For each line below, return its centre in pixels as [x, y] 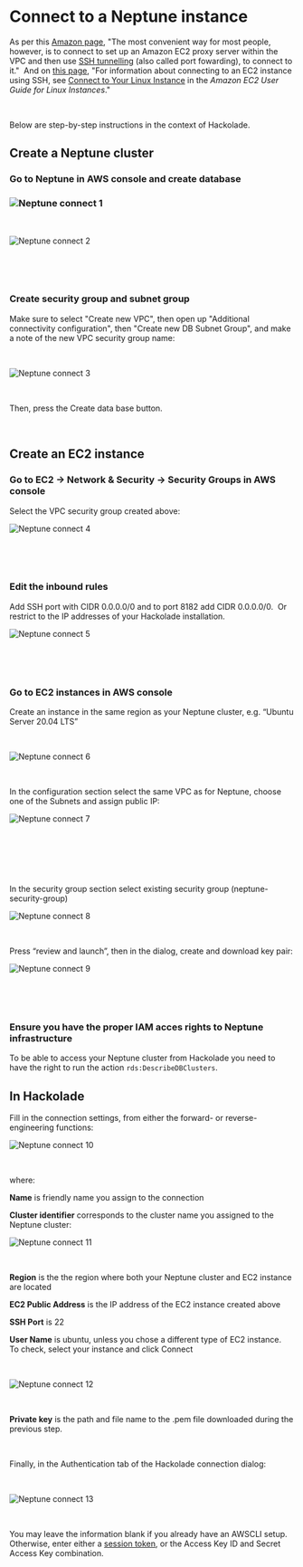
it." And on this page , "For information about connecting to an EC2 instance [151, 71]
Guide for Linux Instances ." [60, 90]
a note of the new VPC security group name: [92, 337]
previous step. [36, 1429]
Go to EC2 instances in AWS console [91, 692]
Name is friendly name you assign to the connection [107, 1198]
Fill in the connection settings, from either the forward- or [116, 1118]
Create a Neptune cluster [82, 153]
